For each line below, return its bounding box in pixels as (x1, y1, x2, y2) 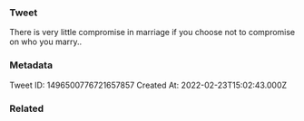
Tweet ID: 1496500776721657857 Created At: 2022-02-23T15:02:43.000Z (9, 79, 288, 90)
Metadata (9, 59, 53, 71)
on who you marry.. (9, 36, 83, 47)
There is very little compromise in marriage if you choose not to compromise (9, 27, 296, 38)
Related (9, 102, 44, 115)
